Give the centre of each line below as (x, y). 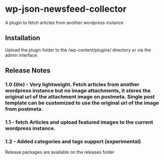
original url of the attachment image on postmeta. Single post (80, 97)
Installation (23, 38)
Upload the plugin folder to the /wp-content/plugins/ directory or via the (78, 50)
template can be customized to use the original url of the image (82, 103)
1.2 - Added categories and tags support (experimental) (73, 141)
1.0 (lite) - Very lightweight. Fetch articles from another (72, 84)
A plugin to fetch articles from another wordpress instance (64, 23)
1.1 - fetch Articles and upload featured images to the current (79, 122)
